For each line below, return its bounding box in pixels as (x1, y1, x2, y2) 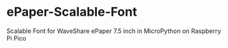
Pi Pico (6, 34, 26, 42)
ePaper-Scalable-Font (6, 4, 137, 20)
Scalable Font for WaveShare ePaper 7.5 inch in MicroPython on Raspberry (6, 27, 221, 35)
